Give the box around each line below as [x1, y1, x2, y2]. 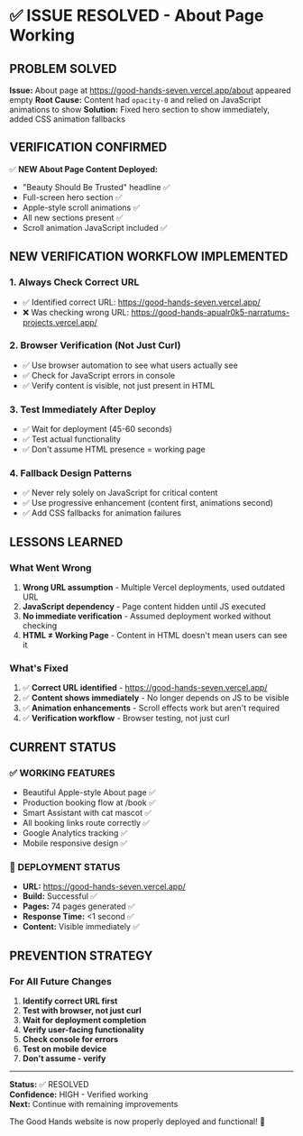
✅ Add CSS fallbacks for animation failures [22, 508, 182, 518]
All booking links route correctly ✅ [22, 818, 151, 829]
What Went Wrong [9, 561, 92, 573]
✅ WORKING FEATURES [9, 766, 115, 779]
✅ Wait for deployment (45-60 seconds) [22, 424, 173, 435]
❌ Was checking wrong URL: [22, 307, 130, 317]
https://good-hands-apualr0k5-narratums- [130, 307, 290, 317]
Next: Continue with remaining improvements [9, 1099, 179, 1110]
